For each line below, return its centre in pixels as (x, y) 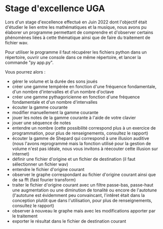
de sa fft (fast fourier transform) (44, 180)
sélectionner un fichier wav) (40, 164)
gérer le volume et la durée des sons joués (55, 81)
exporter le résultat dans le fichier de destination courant (69, 221)
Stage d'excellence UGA (55, 9)
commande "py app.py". (29, 62)
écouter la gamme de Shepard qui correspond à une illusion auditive (81, 138)
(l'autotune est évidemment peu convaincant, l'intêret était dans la (78, 195)
